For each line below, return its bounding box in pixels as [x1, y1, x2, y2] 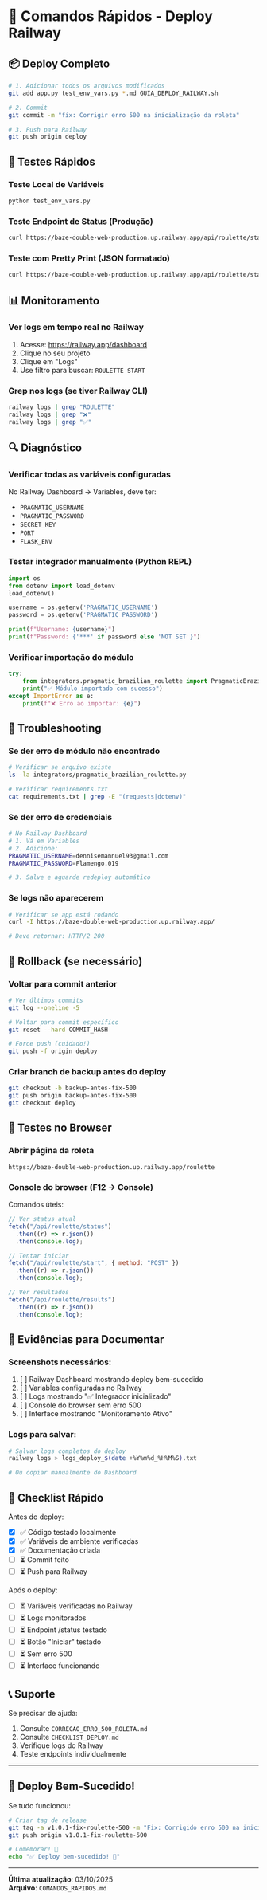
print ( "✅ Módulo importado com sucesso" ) [22, 685, 163, 693]
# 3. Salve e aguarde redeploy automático [8, 873, 151, 881]
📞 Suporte [8, 1687, 56, 1701]
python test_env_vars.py [8, 197, 91, 205]
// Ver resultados [8, 1289, 69, 1297]
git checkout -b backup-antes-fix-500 [8, 1084, 137, 1093]
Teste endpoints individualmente [19, 1749, 127, 1758]
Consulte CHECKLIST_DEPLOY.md [19, 1732, 119, 1741]
